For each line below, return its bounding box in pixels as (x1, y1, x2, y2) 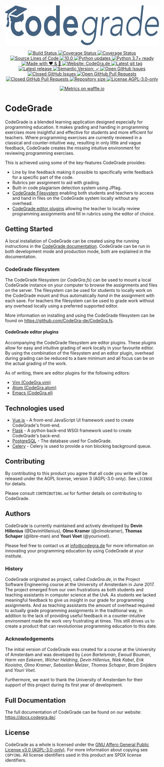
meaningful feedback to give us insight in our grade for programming (5, 597, 144, 603)
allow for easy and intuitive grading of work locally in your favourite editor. (5, 345, 154, 351)
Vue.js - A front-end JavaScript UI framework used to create (12, 417, 134, 423)
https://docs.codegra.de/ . (5, 715, 57, 720)
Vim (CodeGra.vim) (12, 380, 51, 385)
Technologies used (5, 404, 64, 412)
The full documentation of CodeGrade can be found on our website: (5, 709, 142, 715)
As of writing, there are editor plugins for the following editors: (5, 370, 130, 376)
